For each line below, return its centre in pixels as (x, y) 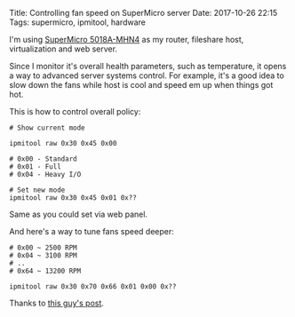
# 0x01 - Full (36, 167)
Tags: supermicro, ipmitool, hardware (78, 22)
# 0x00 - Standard (43, 159)
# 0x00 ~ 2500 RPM (43, 248)
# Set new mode (37, 190)
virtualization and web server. (64, 49)
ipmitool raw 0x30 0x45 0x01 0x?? (73, 198)
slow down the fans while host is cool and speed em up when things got (141, 85)
